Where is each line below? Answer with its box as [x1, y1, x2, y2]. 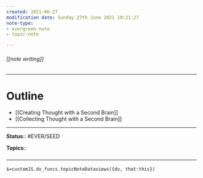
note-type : [6, 20, 34, 26]
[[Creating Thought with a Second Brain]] [14, 109, 118, 116]
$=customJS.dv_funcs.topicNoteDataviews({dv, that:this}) [6, 166, 155, 172]
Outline [6, 89, 44, 103]
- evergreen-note [6, 25, 50, 32]
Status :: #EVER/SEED [6, 133, 60, 140]
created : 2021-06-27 [6, 8, 59, 15]
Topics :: [6, 144, 27, 151]
